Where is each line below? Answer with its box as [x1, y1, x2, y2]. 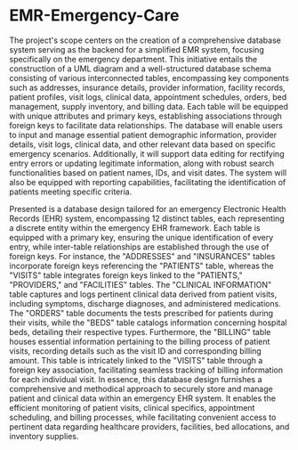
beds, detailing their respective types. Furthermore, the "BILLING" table [9, 326, 271, 337]
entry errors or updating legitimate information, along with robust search [9, 158, 274, 168]
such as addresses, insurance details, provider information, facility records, [9, 82, 286, 93]
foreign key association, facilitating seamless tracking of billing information [9, 364, 283, 375]
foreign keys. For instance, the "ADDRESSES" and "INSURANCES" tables [9, 250, 276, 261]
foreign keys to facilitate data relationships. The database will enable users [9, 119, 283, 130]
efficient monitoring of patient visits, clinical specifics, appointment [9, 402, 255, 413]
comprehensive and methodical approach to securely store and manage [9, 383, 273, 394]
